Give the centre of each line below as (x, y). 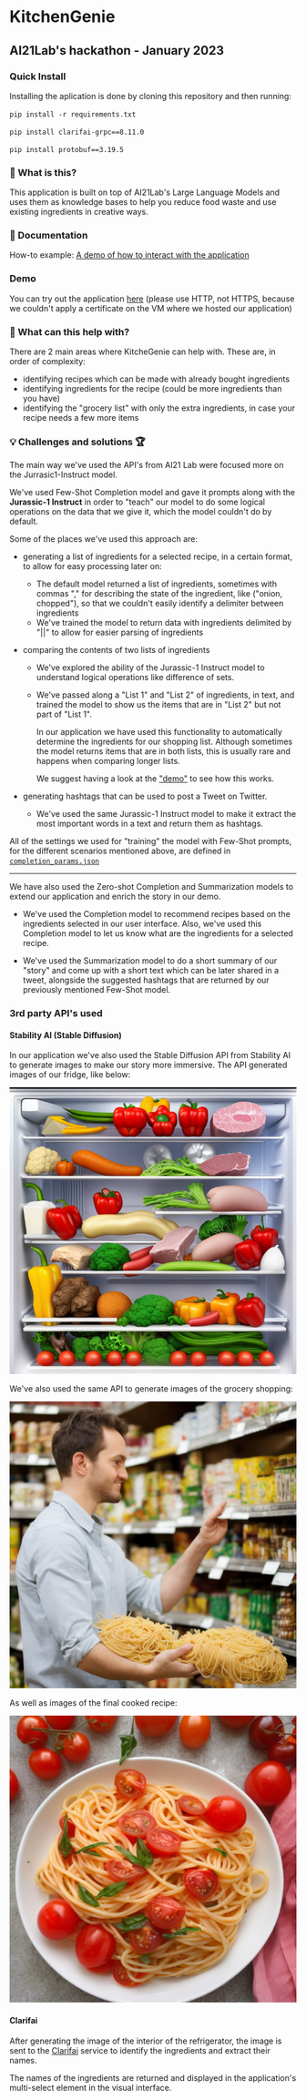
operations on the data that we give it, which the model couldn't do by (141, 512)
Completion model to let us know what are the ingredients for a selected (158, 933)
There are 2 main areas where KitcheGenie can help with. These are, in (143, 352)
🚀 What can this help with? (70, 331)
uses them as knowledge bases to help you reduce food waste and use (143, 202)
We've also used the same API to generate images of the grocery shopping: (151, 1389)
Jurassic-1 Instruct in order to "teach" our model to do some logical (138, 502)
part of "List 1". (64, 714)
